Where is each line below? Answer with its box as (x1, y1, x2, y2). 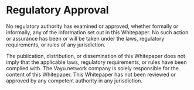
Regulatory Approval (6, 3, 110, 17)
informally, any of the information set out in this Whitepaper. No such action (6, 28, 189, 35)
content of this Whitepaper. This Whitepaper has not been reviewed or (6, 71, 176, 78)
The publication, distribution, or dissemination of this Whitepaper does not (6, 52, 186, 59)
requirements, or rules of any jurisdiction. (6, 41, 105, 48)
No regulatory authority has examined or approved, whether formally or (6, 23, 179, 30)
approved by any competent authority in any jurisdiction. (6, 77, 142, 84)
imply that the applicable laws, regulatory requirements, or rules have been (6, 59, 188, 66)
